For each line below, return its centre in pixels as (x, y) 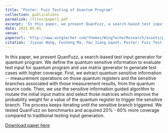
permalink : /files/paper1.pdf (37, 19)
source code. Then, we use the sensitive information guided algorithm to (80, 89)
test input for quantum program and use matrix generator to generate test (81, 67)
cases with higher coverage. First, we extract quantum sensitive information (83, 73)
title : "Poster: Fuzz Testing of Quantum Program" (59, 10)
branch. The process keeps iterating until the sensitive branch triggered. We (83, 105)
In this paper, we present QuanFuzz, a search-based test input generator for (84, 57)
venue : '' (15, 33)
